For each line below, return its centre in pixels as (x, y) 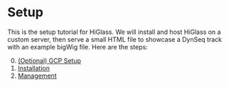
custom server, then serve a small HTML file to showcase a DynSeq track (115, 39)
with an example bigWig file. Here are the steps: (78, 47)
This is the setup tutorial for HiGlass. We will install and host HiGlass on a (114, 32)
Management (37, 76)
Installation (34, 68)
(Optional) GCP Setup (49, 60)
